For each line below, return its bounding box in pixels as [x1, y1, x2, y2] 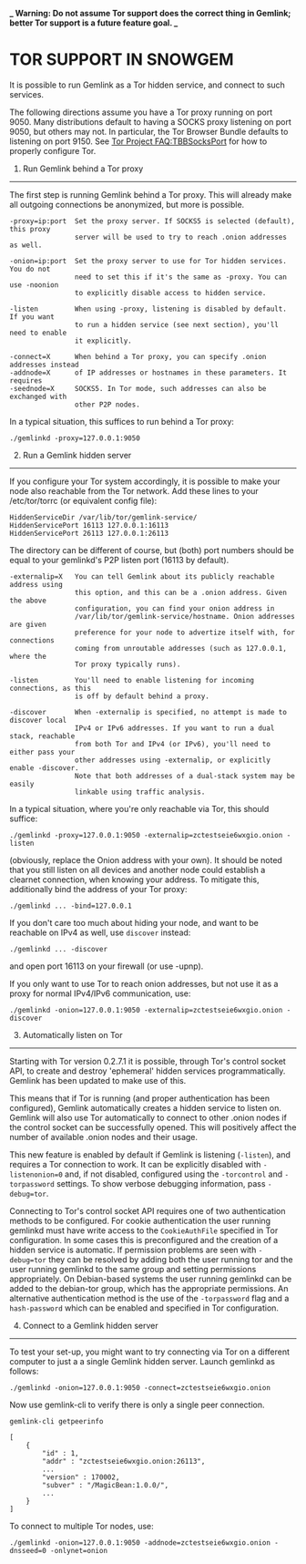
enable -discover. [9, 763, 79, 773]
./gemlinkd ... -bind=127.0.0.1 [9, 901, 132, 911]
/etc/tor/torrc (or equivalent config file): [9, 495, 158, 506]
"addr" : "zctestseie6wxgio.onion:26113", [42, 1456, 206, 1466]
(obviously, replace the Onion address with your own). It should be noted [9, 854, 282, 865]
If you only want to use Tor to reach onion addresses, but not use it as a [9, 978, 279, 989]
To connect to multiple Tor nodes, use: [9, 1520, 155, 1531]
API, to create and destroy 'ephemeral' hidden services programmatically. [9, 1065, 286, 1076]
